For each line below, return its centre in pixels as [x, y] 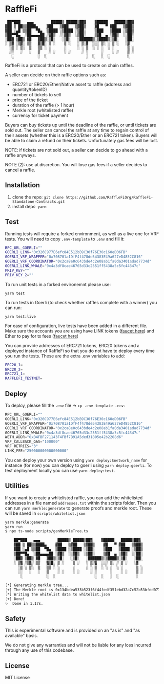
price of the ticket [30, 100]
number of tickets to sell [36, 94]
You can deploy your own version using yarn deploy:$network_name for [76, 460]
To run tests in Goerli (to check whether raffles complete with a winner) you [81, 302]
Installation [22, 185]
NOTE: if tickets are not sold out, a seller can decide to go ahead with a [76, 150]
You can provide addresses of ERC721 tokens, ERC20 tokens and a [72, 345]
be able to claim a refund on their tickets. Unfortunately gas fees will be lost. [82, 140]
